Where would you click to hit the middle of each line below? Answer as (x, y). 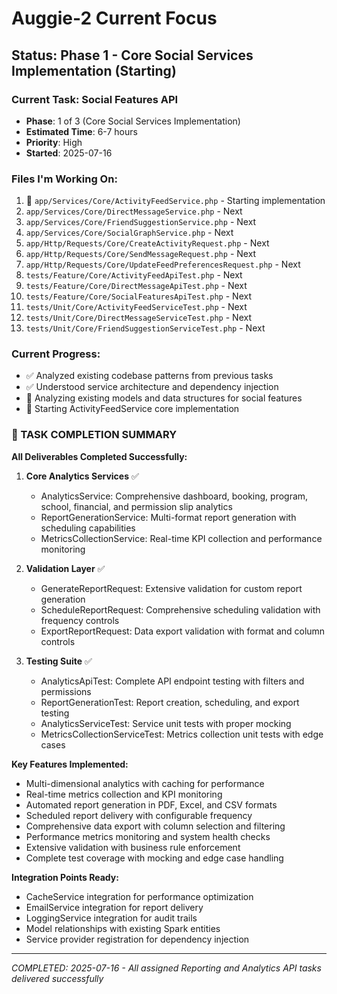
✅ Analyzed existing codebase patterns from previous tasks (149, 376)
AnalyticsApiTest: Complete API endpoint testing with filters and (172, 681)
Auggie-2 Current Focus (114, 18)
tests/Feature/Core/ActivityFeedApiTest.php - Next (134, 275)
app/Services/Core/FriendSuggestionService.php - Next (141, 222)
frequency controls (80, 620)
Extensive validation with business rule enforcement (133, 847)
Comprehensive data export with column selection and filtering (155, 826)
